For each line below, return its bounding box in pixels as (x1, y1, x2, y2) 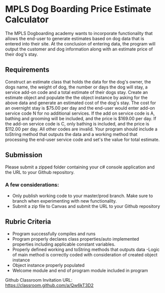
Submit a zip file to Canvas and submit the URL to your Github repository (12, 203, 161, 209)
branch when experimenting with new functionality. (12, 198, 117, 204)
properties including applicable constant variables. (12, 241, 116, 247)
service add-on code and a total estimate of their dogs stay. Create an (5, 89, 148, 95)
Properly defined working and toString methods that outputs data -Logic (12, 246, 160, 252)
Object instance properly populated (12, 262, 85, 268)
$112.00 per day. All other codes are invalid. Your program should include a (5, 126, 158, 132)
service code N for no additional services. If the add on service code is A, (5, 110, 155, 116)
